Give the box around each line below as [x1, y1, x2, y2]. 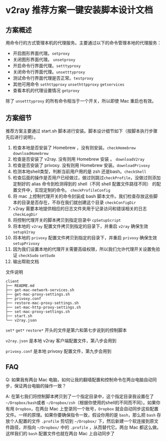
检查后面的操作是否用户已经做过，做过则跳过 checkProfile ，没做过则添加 [12, 174, 161, 181]
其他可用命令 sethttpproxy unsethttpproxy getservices [12, 81, 125, 87]
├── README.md [5, 283, 35, 288]
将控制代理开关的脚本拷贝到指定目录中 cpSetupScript [12, 217, 121, 223]
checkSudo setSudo [18, 253, 56, 258]
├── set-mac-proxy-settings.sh [5, 309, 70, 314]
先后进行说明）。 [5, 134, 39, 140]
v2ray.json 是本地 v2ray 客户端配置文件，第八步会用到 [5, 338, 117, 343]
